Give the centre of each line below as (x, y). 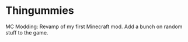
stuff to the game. (27, 32)
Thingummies (40, 11)
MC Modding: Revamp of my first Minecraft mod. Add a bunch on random (94, 26)
